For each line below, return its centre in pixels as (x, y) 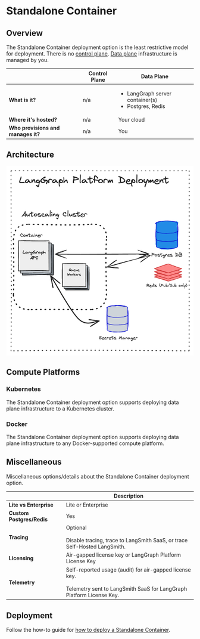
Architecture (30, 155)
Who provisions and (34, 128)
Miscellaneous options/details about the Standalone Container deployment (98, 476)
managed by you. (27, 60)
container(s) (142, 100)
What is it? (22, 100)
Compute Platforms (43, 372)
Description (129, 496)
